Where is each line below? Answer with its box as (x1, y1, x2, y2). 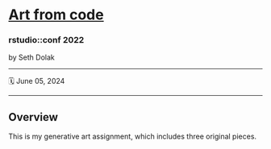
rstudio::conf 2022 (8, 35, 85, 46)
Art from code (8, 6, 104, 24)
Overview (8, 110, 59, 124)
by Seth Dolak (8, 52, 55, 62)
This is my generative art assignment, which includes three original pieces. (8, 131, 256, 142)
